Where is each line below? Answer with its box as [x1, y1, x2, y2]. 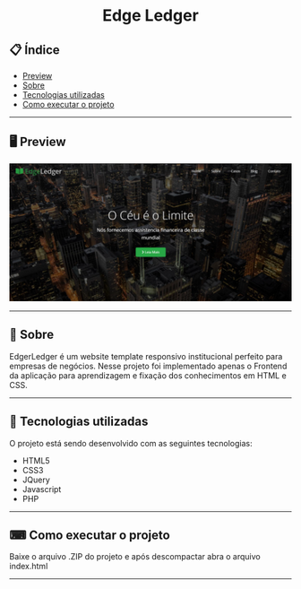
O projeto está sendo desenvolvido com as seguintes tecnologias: [9, 437, 253, 448]
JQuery [21, 474, 51, 485]
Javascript [21, 483, 62, 494]
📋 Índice [9, 42, 60, 57]
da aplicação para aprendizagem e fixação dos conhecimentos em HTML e [9, 369, 287, 381]
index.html [9, 561, 48, 572]
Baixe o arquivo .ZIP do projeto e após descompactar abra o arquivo [9, 551, 262, 562]
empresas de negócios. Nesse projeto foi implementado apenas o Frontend [9, 360, 288, 371]
